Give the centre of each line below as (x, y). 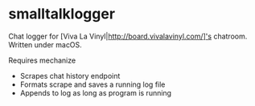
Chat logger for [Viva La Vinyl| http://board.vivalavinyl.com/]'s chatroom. (128, 36)
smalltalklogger (62, 14)
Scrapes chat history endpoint (70, 75)
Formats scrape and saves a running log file (93, 84)
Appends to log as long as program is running (95, 92)
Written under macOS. (45, 44)
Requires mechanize (42, 60)
